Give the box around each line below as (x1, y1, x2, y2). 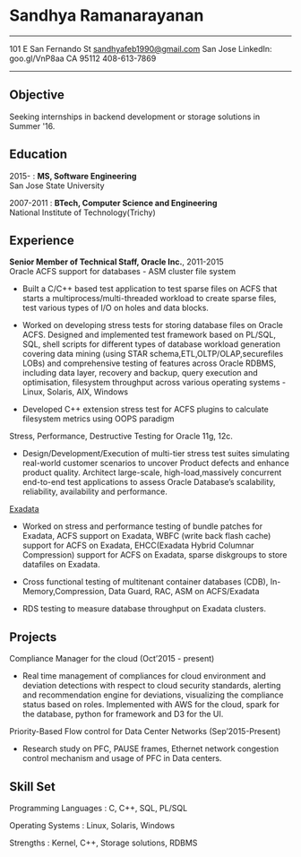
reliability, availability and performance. (21, 486, 168, 498)
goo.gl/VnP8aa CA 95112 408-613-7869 (9, 53, 157, 64)
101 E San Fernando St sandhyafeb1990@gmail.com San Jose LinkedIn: (9, 43, 272, 54)
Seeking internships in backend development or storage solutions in (9, 111, 261, 122)
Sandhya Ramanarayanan (9, 5, 204, 26)
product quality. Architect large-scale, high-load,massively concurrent (21, 467, 282, 478)
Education (9, 147, 68, 162)
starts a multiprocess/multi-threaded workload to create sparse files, (21, 293, 277, 304)
